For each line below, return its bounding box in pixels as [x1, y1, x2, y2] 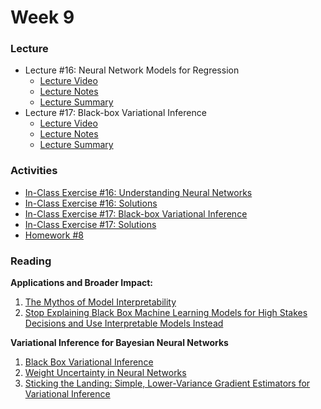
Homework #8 [24, 229, 85, 241]
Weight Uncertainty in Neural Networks [24, 367, 187, 379]
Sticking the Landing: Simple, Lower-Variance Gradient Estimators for [24, 377, 311, 390]
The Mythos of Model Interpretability [24, 296, 177, 308]
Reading [10, 254, 52, 268]
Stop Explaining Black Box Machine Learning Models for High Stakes [24, 307, 308, 319]
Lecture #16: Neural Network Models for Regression [24, 64, 240, 76]
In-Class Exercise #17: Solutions [24, 218, 157, 230]
